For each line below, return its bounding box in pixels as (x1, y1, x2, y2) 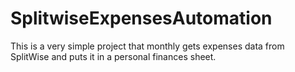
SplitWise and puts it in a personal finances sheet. (10, 50, 217, 62)
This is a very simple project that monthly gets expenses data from (10, 40, 285, 52)
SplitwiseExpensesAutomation (10, 7, 273, 30)
